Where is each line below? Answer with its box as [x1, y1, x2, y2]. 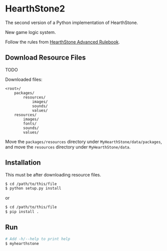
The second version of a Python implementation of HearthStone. [5, 19, 138, 25]
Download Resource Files [5, 53, 86, 62]
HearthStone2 [5, 3, 65, 14]
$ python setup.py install [5, 186, 61, 191]
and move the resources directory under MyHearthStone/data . [5, 143, 131, 150]
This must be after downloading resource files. [5, 171, 101, 177]
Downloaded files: [5, 76, 42, 82]
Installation [5, 158, 41, 167]
